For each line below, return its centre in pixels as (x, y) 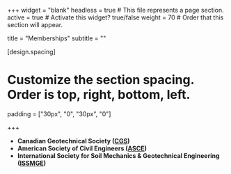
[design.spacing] (31, 52)
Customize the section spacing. (101, 80)
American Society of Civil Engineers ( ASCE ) (82, 148)
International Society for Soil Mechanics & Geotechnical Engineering (119, 155)
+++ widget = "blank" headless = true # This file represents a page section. (115, 10)
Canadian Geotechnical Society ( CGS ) (73, 141)
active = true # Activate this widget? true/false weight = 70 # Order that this (115, 17)
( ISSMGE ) (32, 163)
